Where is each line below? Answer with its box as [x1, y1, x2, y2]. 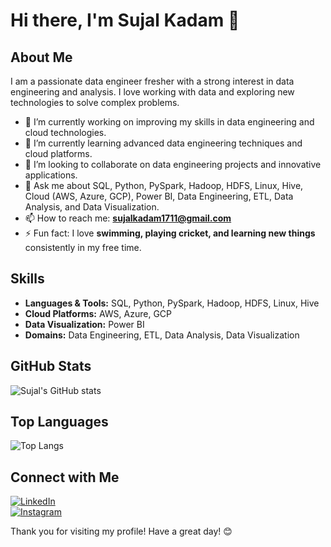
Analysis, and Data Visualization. [24, 201, 160, 213]
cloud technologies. [24, 127, 107, 138]
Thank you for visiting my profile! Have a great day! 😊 [10, 525, 233, 538]
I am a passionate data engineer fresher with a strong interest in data [10, 75, 295, 87]
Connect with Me [10, 469, 120, 486]
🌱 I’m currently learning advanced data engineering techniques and [24, 137, 303, 149]
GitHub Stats [10, 358, 92, 375]
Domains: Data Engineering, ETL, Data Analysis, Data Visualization [24, 329, 300, 341]
